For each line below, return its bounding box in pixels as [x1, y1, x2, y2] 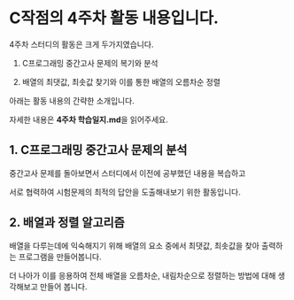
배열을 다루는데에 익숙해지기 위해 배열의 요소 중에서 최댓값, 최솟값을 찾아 [9, 240, 259, 250]
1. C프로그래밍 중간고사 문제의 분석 [9, 142, 188, 158]
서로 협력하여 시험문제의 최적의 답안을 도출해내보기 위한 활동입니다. [9, 187, 241, 197]
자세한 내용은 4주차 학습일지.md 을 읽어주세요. [9, 114, 168, 125]
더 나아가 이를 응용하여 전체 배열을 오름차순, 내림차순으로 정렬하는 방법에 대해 [9, 270, 276, 281]
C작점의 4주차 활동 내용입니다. [9, 8, 220, 28]
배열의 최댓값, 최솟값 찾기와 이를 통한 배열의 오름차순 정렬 [21, 76, 221, 87]
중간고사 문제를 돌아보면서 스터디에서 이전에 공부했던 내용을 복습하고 [9, 167, 246, 178]
